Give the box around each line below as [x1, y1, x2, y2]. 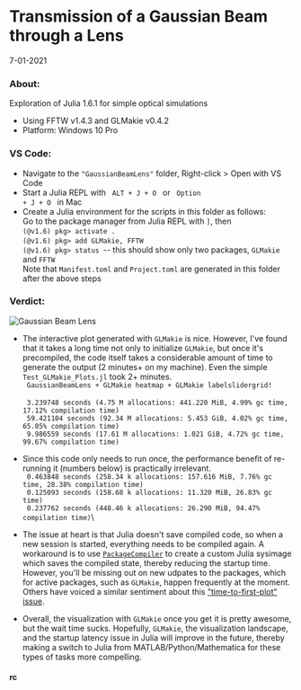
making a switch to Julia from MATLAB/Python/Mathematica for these [22, 641, 281, 652]
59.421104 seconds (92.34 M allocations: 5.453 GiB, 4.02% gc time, [26, 413, 289, 423]
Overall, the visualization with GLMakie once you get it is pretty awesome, [22, 613, 292, 624]
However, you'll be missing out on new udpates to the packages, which [22, 567, 287, 578]
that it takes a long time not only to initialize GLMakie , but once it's [22, 342, 264, 353]
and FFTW [22, 253, 56, 264]
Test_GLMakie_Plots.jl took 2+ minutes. [22, 371, 173, 382]
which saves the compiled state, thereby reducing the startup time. [22, 557, 271, 568]
